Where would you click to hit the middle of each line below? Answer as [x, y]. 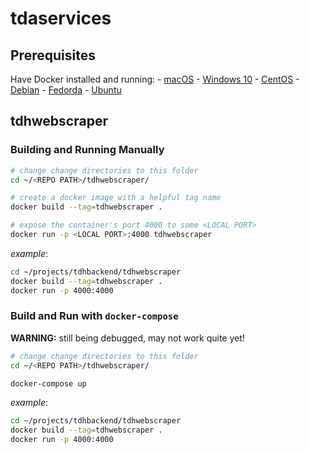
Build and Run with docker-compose [94, 316]
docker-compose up [48, 383]
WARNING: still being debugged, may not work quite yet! [127, 338]
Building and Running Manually [87, 150]
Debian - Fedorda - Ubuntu [66, 90]
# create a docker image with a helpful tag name [116, 198]
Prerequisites [53, 55]
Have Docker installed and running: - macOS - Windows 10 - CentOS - [155, 79]
